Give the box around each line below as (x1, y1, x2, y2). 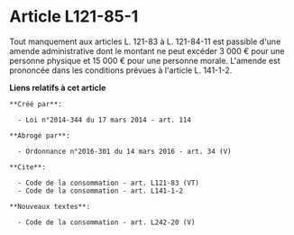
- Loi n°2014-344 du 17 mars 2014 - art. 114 (17, 115, 192, 124)
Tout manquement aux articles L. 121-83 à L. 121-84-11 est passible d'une (9, 36, 281, 47)
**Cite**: (9, 162, 47, 172)
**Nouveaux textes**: (9, 202, 91, 211)
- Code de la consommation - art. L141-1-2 (17, 186, 183, 195)
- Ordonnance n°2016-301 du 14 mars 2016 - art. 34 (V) (17, 147, 232, 156)
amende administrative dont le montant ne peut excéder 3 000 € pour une (9, 45, 285, 56)
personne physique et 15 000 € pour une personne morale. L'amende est (9, 55, 281, 66)
